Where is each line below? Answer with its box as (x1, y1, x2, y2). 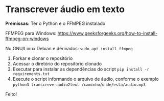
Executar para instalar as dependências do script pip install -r (12, 66, 150, 72)
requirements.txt (12, 71, 50, 77)
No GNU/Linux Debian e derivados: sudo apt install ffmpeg (5, 45, 133, 51)
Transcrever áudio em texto (5, 4, 125, 15)
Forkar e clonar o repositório (12, 55, 73, 61)
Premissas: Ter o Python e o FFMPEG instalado (5, 20, 106, 26)
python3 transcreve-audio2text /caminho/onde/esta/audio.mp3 (12, 82, 146, 87)
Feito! (5, 91, 17, 97)
